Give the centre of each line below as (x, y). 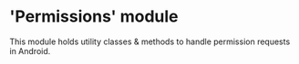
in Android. (30, 50)
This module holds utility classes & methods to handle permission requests (150, 41)
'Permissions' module (94, 17)
